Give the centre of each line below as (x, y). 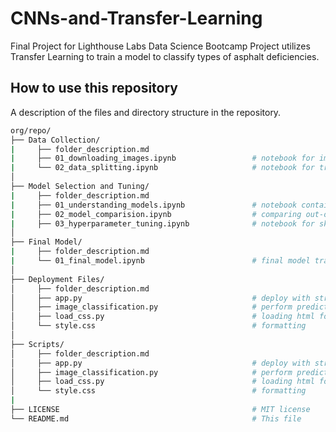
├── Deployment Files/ (57, 279)
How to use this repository (94, 88)
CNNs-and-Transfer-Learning (136, 18)
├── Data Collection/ (55, 140)
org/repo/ (31, 130)
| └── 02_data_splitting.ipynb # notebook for (162, 168)
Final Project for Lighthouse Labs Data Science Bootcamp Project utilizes (160, 46)
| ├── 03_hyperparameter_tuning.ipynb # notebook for (162, 223)
